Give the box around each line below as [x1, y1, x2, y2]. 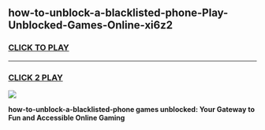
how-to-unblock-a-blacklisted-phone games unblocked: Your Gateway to [8, 104, 255, 113]
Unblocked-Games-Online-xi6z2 [8, 19, 174, 32]
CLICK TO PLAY [8, 43, 69, 54]
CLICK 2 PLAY [8, 72, 63, 83]
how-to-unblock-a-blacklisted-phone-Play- [8, 6, 229, 20]
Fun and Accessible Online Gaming [8, 113, 125, 122]
